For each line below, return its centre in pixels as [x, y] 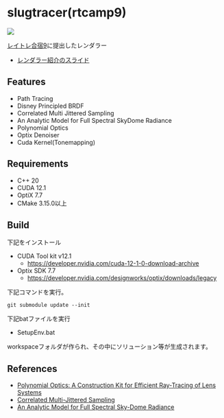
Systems [29, 393]
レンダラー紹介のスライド [53, 60]
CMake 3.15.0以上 [42, 203]
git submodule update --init [49, 305]
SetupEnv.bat [36, 333]
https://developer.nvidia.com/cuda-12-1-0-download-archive [113, 264]
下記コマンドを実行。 [37, 292]
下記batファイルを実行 [39, 319]
